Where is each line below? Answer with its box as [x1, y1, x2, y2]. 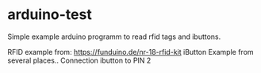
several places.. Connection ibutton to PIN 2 [7, 56, 152, 65]
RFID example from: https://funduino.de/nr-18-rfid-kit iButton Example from [7, 47, 255, 56]
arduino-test [7, 6, 92, 24]
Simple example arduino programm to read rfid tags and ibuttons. [7, 32, 221, 41]
